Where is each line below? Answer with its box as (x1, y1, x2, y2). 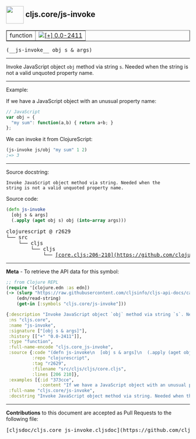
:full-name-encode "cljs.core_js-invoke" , (8, 344, 114, 350)
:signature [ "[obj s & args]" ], (8, 328, 87, 334)
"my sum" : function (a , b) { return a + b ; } (11, 119, 114, 126)
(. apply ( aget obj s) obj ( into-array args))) (11, 217, 127, 223)
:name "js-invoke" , (8, 323, 57, 328)
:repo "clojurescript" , (32, 355, 90, 361)
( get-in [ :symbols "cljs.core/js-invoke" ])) (16, 301, 127, 307)
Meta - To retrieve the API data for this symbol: (6, 267, 120, 275)
